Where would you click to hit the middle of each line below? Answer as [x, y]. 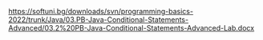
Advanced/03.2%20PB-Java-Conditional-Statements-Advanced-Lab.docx [131, 28]
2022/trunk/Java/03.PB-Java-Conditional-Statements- [99, 20]
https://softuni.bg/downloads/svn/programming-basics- [101, 11]
